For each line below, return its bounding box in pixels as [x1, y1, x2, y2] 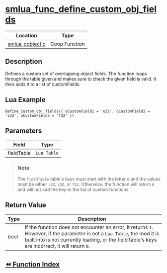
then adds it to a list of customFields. [5, 81, 81, 87]
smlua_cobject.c [7, 40, 46, 47]
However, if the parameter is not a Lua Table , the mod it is [24, 230, 160, 237]
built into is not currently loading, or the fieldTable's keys [24, 236, 157, 243]
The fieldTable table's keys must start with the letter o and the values [17, 176, 161, 182]
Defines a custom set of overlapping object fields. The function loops [5, 71, 147, 77]
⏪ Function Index [5, 260, 60, 269]
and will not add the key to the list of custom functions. [17, 186, 130, 192]
